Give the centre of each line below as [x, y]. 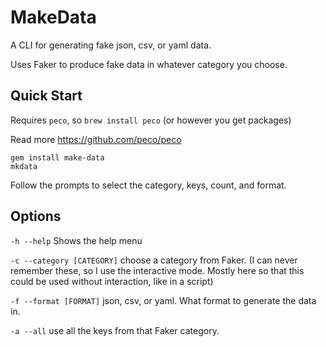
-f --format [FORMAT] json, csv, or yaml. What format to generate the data [163, 300]
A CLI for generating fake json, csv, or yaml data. [111, 45]
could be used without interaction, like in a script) [112, 281]
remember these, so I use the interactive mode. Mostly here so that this [157, 270]
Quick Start [46, 96]
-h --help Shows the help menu [76, 240]
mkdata [24, 166]
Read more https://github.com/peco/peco [96, 139]
